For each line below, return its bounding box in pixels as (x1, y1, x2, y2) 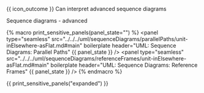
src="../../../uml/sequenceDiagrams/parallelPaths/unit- (51, 35, 188, 42)
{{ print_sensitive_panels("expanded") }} (6, 80, 109, 87)
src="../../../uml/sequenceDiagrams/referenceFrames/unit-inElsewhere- (6, 55, 187, 62)
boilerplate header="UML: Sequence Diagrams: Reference (50, 61, 198, 69)
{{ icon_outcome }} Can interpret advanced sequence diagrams (6, 6, 167, 12)
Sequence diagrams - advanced (6, 17, 88, 24)
